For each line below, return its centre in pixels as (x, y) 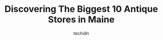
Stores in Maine (81, 20)
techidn (81, 33)
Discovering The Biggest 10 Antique (81, 9)
